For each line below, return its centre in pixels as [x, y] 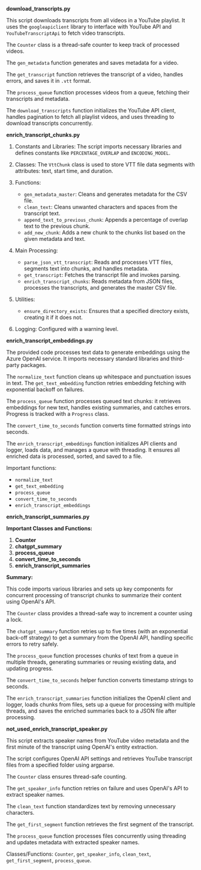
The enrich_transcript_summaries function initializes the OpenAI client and [99, 698]
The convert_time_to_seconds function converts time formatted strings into [99, 425]
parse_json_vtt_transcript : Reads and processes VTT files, [98, 262]
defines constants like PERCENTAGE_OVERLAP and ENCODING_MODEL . [93, 153]
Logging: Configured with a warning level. [67, 329]
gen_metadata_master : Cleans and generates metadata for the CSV [105, 194]
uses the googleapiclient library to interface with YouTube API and [89, 27]
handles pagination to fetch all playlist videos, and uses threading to [90, 117]
